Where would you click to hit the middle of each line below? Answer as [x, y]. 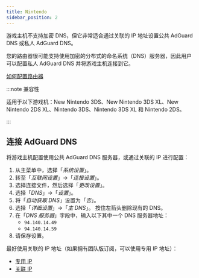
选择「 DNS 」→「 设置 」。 [46, 193]
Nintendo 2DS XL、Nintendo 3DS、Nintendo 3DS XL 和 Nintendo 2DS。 [96, 109]
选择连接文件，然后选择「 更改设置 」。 [61, 185]
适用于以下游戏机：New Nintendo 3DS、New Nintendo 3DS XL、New [93, 102]
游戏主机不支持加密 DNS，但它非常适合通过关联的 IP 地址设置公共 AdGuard [99, 35]
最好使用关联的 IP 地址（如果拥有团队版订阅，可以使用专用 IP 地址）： [92, 248]
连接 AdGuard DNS [42, 141]
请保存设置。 [31, 236]
